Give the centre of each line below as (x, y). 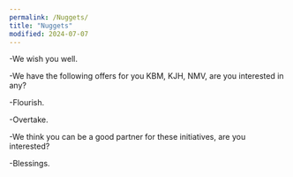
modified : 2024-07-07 (49, 34)
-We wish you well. (43, 59)
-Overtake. (29, 119)
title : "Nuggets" (41, 26)
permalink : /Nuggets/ (49, 17)
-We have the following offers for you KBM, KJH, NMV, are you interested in (146, 76)
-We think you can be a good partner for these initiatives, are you (128, 137)
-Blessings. (30, 164)
